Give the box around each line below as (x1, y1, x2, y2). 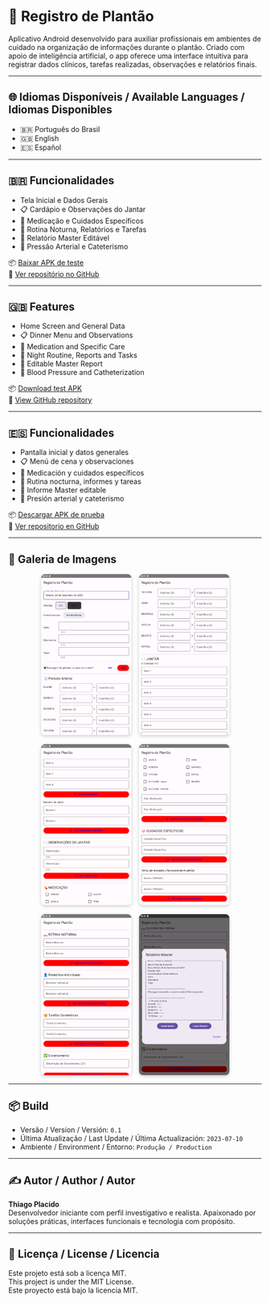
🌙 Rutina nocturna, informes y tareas (19, 476, 142, 486)
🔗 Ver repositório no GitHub (8, 269, 100, 278)
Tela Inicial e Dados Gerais (19, 195, 108, 204)
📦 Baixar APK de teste (8, 258, 84, 267)
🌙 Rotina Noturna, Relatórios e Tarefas (19, 225, 147, 234)
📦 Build (8, 1099, 49, 1113)
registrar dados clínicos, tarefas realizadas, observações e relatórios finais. (8, 60, 257, 69)
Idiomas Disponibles (8, 103, 112, 117)
